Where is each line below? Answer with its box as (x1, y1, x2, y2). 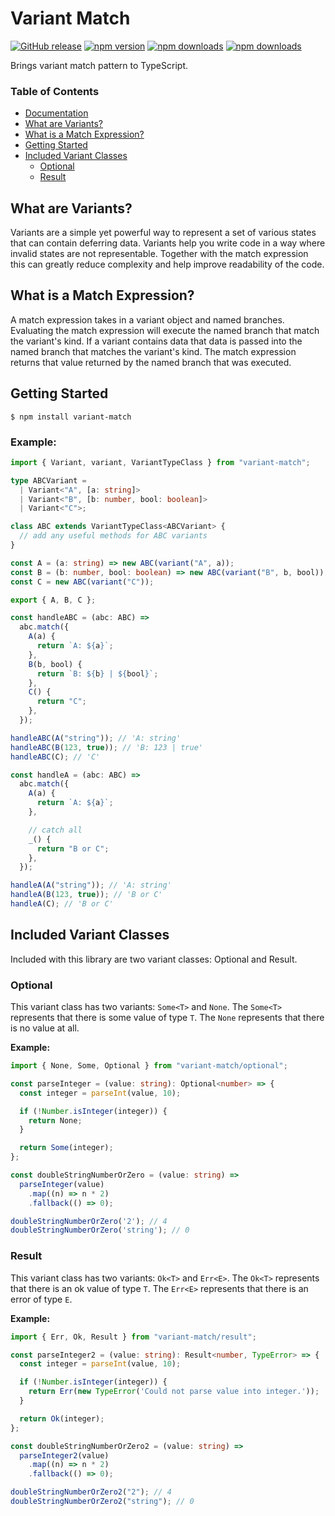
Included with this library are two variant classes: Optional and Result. (10, 953, 298, 965)
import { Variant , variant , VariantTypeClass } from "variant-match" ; (10, 457, 311, 467)
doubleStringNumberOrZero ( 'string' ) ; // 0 (10, 1225, 190, 1236)
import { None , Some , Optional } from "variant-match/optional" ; (10, 1061, 288, 1071)
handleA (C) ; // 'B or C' (10, 899, 114, 909)
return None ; (28, 1115, 83, 1126)
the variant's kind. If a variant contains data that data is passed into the (10, 335, 303, 347)
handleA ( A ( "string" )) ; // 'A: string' (10, 880, 172, 891)
